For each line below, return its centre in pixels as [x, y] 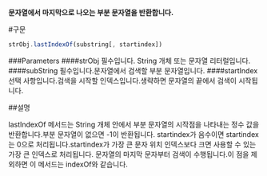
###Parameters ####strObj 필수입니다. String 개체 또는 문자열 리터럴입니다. [130, 61]
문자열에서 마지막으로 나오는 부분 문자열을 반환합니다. [91, 12]
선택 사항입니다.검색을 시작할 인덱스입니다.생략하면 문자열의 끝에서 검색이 [123, 80]
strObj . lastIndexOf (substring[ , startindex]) [85, 45]
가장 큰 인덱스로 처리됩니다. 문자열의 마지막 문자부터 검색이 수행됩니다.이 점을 [129, 154]
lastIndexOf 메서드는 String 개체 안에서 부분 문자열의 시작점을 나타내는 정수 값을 [134, 124]
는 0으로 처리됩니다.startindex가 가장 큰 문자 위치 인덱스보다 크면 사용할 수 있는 [132, 144]
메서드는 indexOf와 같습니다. [83, 164]
